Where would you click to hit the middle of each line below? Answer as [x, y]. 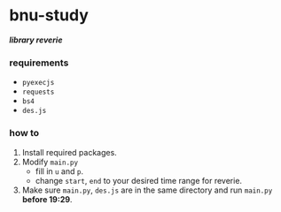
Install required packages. [69, 152]
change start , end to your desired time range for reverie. [138, 180]
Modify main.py [50, 162]
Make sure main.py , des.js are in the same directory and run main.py [147, 190]
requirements [39, 63]
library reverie [36, 40]
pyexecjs [38, 83]
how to [24, 133]
